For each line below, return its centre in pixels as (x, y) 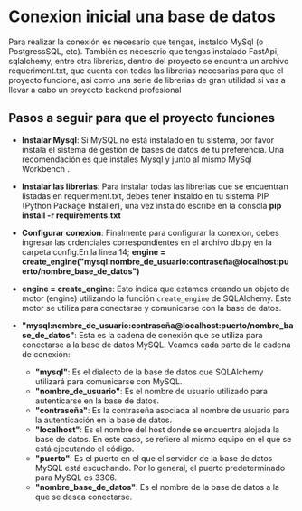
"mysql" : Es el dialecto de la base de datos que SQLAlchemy (149, 372)
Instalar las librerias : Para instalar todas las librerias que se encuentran (155, 186)
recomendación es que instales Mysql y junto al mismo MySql (137, 159)
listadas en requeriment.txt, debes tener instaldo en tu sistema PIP (145, 195)
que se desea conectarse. (84, 497)
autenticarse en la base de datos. (97, 401)
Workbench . (45, 168)
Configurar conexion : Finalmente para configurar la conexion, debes (150, 232)
